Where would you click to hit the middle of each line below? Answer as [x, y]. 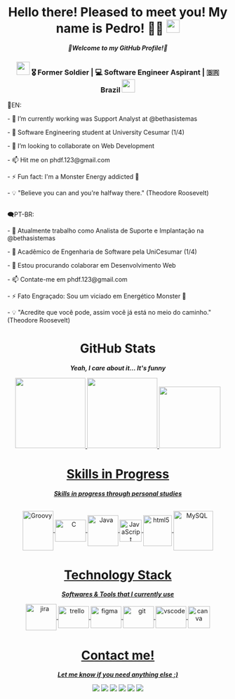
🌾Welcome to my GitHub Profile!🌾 [118, 48]
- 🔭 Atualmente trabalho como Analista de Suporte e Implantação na [106, 230]
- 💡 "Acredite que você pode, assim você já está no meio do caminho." [109, 312]
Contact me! [118, 655]
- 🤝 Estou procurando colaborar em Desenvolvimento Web [92, 265]
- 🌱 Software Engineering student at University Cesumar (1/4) [96, 132]
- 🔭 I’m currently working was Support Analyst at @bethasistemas [102, 119]
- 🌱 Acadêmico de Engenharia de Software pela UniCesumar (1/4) [102, 251]
